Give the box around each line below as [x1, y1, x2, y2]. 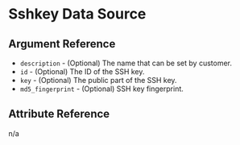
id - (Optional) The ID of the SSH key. [19, 67, 145, 77]
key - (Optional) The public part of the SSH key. [19, 76, 177, 85]
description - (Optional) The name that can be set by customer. [19, 58, 232, 68]
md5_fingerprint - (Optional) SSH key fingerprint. [19, 84, 184, 93]
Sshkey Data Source [8, 5, 147, 23]
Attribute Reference [8, 107, 110, 121]
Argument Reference [8, 37, 116, 51]
